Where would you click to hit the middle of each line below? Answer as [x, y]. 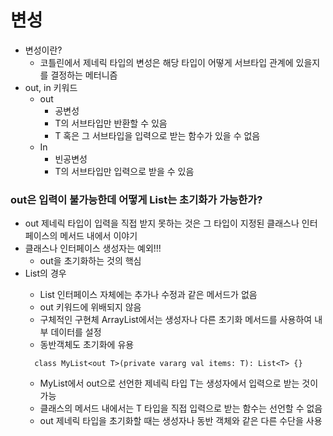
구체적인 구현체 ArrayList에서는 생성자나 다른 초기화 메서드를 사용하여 [176, 320]
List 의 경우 [45, 273]
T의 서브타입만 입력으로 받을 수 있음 [124, 171]
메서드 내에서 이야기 [98, 236]
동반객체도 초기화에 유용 [87, 345]
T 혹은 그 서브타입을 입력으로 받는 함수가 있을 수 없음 [157, 135]
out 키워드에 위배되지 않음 [90, 307]
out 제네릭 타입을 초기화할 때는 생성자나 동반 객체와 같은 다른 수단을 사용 [181, 421]
